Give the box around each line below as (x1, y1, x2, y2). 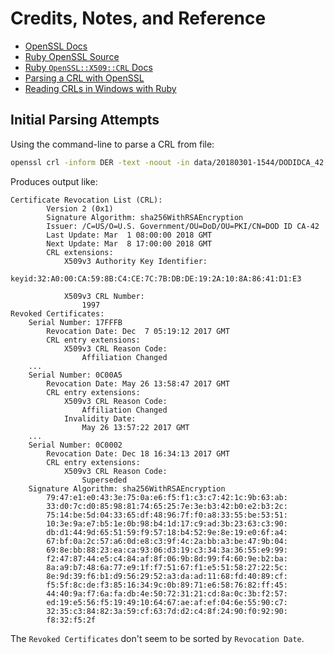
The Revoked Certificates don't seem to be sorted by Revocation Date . (10, 632, 305, 644)
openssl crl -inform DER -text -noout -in (10, 157, 190, 167)
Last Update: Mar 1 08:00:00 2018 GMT (46, 230, 213, 240)
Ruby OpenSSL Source (24, 50, 120, 62)
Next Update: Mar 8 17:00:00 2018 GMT (46, 238, 213, 249)
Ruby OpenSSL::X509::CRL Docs (24, 61, 153, 73)
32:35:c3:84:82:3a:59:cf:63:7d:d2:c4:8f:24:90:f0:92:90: (46, 606, 288, 616)
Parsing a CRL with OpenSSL (24, 72, 145, 84)
